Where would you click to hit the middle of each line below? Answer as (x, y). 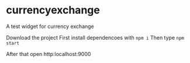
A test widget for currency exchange (50, 26)
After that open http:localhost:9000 (49, 54)
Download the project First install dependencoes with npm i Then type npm (95, 37)
